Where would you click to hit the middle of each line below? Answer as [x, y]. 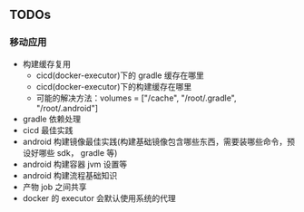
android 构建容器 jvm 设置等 [75, 164]
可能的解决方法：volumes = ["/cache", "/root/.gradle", [136, 98]
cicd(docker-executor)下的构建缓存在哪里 [114, 86]
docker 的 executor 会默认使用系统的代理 [99, 198]
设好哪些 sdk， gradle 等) [70, 152]
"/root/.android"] [67, 108]
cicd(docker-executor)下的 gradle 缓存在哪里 [120, 75]
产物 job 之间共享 [55, 187]
